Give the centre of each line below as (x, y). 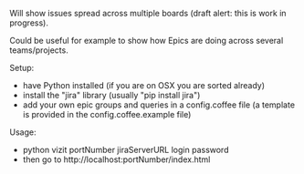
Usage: (23, 132)
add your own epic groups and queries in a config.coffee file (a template (158, 105)
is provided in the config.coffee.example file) (107, 114)
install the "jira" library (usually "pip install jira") (111, 95)
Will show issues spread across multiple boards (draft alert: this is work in (148, 13)
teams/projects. (39, 50)
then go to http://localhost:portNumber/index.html (116, 159)
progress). (29, 23)
